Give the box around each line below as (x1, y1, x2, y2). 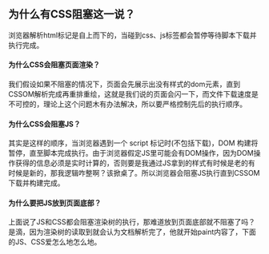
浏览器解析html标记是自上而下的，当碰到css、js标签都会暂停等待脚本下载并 (8, 30, 258, 40)
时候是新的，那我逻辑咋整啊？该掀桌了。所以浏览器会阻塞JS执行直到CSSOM (8, 169, 260, 178)
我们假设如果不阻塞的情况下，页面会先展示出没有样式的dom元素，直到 (8, 79, 241, 89)
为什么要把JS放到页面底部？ (8, 198, 102, 208)
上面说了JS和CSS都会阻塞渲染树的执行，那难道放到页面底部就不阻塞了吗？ (8, 217, 256, 227)
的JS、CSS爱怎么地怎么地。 (8, 237, 102, 247)
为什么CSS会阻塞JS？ (8, 119, 82, 129)
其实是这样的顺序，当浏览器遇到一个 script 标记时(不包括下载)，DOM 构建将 (8, 138, 259, 148)
